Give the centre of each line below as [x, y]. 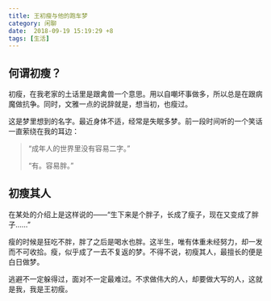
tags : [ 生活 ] [29, 38]
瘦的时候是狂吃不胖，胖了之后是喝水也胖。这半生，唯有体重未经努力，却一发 [135, 241]
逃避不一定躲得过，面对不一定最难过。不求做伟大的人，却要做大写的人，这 [132, 278]
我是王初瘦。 [51, 289]
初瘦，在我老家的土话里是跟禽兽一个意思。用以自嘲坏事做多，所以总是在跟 [132, 94]
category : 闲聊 [33, 23]
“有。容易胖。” [51, 165]
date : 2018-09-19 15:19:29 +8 [61, 31]
